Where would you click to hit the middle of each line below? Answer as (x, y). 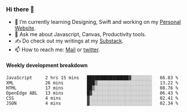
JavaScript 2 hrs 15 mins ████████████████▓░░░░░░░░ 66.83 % (92, 78)
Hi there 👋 (20, 9)
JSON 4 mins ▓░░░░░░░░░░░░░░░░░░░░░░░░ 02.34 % (92, 103)
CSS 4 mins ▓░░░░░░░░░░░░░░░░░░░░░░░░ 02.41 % (92, 98)
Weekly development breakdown (47, 65)
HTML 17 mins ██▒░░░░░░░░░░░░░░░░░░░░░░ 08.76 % (92, 88)
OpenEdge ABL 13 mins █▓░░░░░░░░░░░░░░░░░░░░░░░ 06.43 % (92, 93)
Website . (25, 28)
